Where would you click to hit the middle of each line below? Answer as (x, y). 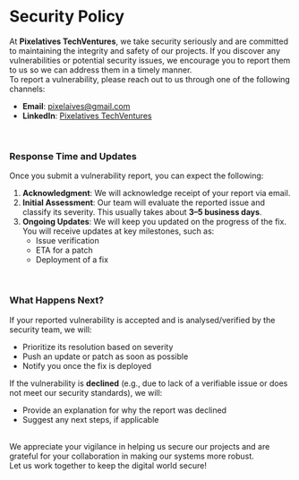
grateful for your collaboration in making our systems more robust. (132, 456)
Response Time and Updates (73, 156)
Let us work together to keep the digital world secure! (108, 465)
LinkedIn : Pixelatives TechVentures (87, 116)
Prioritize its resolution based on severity (98, 347)
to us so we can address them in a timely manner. (101, 70)
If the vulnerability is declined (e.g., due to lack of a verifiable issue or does (149, 383)
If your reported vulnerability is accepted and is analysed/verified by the (142, 320)
